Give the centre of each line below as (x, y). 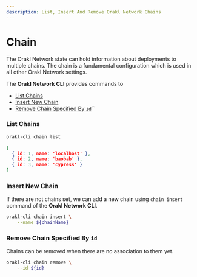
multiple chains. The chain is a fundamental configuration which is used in (99, 65)
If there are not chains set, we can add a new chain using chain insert (95, 199)
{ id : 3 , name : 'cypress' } (47, 165)
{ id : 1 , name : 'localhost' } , (51, 153)
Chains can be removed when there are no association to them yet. (90, 251)
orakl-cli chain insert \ (39, 217)
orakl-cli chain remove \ (39, 262)
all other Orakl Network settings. (47, 72)
